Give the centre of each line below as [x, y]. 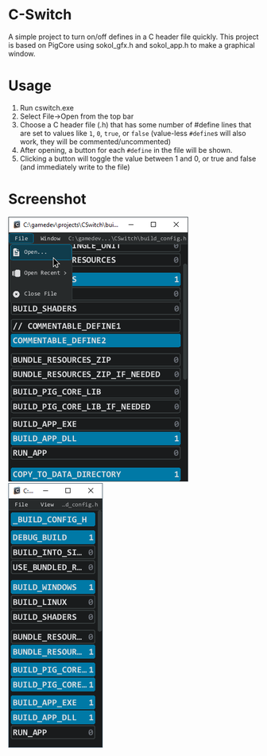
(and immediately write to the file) [75, 167]
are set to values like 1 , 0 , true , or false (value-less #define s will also [133, 133]
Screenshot [47, 199]
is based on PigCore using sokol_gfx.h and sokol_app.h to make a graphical [132, 45]
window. [22, 53]
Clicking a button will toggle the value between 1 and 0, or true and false [138, 158]
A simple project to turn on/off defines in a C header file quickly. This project [133, 37]
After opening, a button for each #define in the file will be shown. [126, 150]
